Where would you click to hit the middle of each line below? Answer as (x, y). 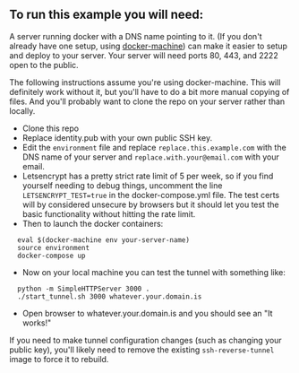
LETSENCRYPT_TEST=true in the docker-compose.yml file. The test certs (151, 195)
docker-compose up (52, 256)
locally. (22, 110)
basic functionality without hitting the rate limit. (109, 213)
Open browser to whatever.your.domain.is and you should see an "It (147, 313)
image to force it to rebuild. (59, 359)
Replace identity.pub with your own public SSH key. (117, 137)
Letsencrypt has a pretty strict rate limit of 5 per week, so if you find (148, 176)
